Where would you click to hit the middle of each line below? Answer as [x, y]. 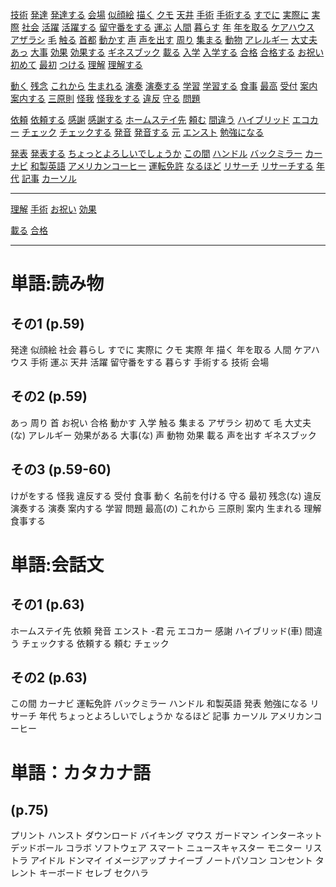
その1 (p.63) [47, 604]
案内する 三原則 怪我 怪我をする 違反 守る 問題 [105, 98]
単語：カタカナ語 [81, 772]
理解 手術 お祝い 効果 [53, 209]
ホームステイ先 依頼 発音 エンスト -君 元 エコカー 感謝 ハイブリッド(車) [156, 630]
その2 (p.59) [49, 396]
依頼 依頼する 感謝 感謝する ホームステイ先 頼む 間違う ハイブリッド [150, 119]
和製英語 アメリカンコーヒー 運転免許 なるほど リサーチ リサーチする [171, 166]
